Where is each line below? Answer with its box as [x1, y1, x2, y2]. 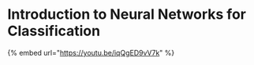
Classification [7, 22, 100, 40]
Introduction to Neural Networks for [7, 5, 246, 23]
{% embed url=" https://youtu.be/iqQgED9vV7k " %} [7, 48, 175, 57]
